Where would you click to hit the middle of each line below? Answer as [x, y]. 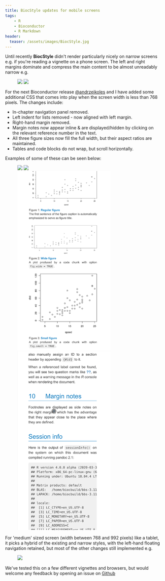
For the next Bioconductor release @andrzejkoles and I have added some [80, 92]
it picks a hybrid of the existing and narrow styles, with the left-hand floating [82, 543]
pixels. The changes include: [34, 102]
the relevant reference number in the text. [54, 133]
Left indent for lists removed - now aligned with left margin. [72, 117]
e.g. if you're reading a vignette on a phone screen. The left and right [75, 61]
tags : [11, 16]
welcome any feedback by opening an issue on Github [60, 573]
